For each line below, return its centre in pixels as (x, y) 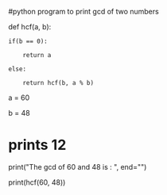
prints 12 (37, 145)
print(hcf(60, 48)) (37, 182)
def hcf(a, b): (30, 27)
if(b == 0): (28, 41)
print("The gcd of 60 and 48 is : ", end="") (78, 166)
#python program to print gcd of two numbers (83, 11)
